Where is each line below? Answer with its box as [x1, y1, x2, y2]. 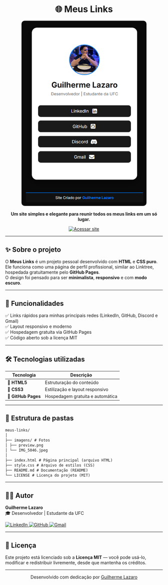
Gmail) [5, 318, 19, 324]
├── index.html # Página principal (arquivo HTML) [5, 458, 113, 463]
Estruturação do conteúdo [44, 379, 99, 385]
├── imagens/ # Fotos [5, 438, 50, 443]
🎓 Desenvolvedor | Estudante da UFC [5, 510, 84, 516]
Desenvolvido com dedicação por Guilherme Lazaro [30, 574, 137, 580]
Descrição [70, 372, 92, 378]
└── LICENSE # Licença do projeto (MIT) [5, 473, 91, 478]
